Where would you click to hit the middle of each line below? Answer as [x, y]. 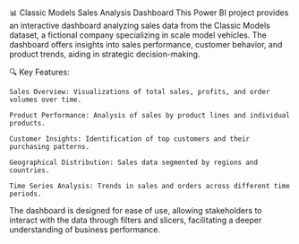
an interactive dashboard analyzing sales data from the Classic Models [140, 26]
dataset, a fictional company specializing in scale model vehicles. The [138, 35]
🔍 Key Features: [39, 72]
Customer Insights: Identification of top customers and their [130, 139]
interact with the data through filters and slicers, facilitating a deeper [136, 220]
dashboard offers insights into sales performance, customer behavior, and [146, 44]
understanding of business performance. [85, 230]
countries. [30, 170]
